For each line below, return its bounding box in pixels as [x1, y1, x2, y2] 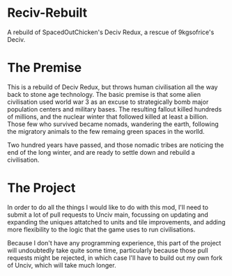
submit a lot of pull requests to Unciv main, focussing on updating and [7, 210, 209, 219]
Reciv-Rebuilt [7, 5, 88, 21]
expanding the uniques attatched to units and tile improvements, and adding [7, 217, 226, 226]
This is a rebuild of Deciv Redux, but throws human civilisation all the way [7, 82, 218, 91]
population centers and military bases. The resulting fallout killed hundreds [7, 105, 222, 113]
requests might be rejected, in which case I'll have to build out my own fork [7, 253, 223, 262]
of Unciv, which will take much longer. [7, 261, 116, 269]
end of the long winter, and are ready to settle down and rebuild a [7, 148, 195, 156]
